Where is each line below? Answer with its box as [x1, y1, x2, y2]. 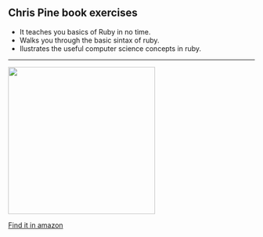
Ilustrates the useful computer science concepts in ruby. [19, 43, 202, 53]
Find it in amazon [8, 220, 64, 230]
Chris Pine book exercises [8, 6, 139, 20]
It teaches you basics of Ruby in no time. [19, 27, 151, 36]
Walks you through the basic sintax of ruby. [19, 35, 160, 45]
